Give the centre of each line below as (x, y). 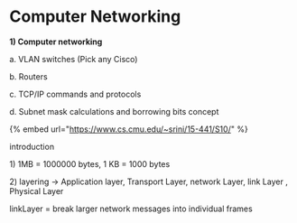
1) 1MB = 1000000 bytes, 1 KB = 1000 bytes (90, 163)
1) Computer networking (56, 42)
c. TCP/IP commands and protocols (75, 94)
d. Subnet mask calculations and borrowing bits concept (114, 111)
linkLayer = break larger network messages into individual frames (131, 209)
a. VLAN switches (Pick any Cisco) (74, 59)
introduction (32, 146)
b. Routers (28, 76)
